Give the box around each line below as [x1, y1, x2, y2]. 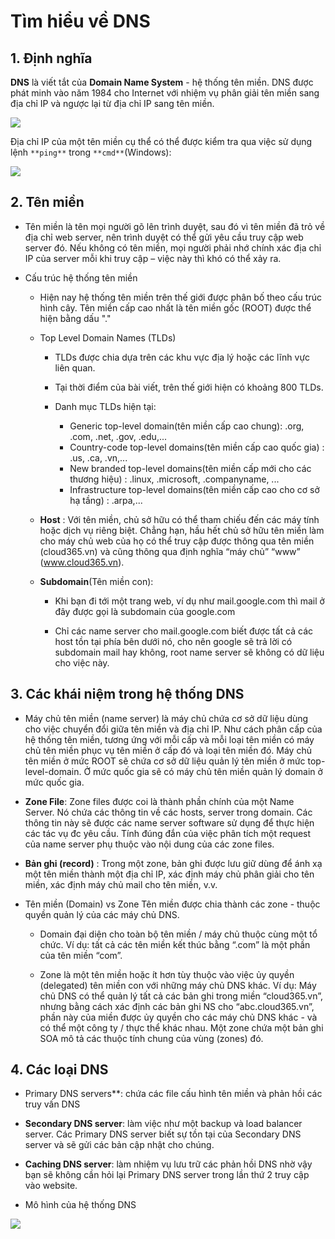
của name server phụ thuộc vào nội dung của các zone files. [24, 838, 275, 850]
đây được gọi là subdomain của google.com [54, 605, 236, 617]
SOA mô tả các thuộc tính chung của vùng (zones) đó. [39, 1032, 264, 1044]
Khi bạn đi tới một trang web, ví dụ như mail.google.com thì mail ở [54, 595, 325, 607]
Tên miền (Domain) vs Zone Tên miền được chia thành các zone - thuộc [24, 898, 321, 910]
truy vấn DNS [24, 1098, 81, 1110]
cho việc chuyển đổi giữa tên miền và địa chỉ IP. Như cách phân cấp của [24, 723, 323, 735]
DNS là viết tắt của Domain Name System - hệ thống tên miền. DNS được [10, 76, 314, 88]
